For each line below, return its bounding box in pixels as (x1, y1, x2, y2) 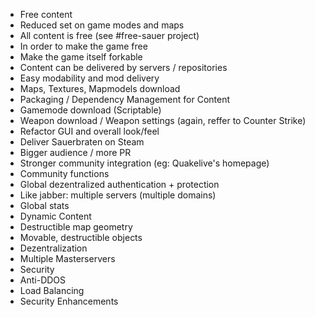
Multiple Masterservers (19, 253, 116, 264)
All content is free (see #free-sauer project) (19, 30, 200, 41)
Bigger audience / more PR (19, 147, 132, 158)
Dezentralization (19, 242, 88, 254)
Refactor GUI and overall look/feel (19, 125, 160, 137)
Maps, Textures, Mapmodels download (19, 83, 181, 94)
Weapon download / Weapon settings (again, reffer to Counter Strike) (19, 115, 307, 126)
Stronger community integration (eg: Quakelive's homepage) (19, 157, 270, 169)
